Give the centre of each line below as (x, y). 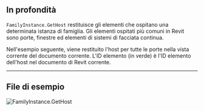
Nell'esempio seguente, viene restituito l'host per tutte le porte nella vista (98, 49)
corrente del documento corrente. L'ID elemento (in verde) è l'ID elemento (99, 55)
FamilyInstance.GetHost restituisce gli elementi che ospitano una (87, 24)
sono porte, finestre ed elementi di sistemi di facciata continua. (85, 37)
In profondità (31, 10)
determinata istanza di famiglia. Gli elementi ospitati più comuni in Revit (95, 31)
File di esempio (36, 87)
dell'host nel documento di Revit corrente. (59, 62)
